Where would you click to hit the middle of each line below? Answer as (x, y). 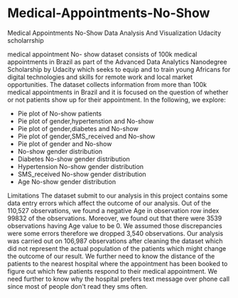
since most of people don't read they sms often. (77, 286)
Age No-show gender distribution (66, 181)
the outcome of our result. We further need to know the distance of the (111, 256)
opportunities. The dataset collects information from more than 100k (107, 84)
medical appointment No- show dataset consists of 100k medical (102, 54)
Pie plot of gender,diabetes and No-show (78, 128)
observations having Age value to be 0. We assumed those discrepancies (115, 225)
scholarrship (26, 40)
